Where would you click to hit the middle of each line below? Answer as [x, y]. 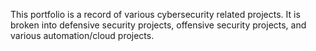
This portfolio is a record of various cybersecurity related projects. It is [155, 14]
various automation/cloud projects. [82, 35]
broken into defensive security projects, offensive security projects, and [158, 25]
